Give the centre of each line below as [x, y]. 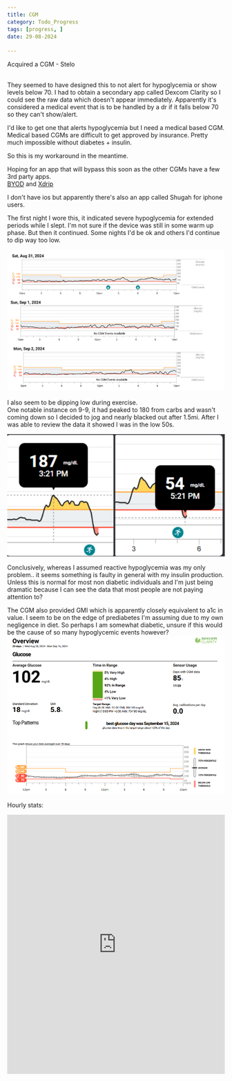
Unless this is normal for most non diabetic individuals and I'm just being [110, 582]
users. [16, 205]
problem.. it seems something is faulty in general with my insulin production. [116, 574]
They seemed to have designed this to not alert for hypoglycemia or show [112, 85]
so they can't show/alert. [42, 115]
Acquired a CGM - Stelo [41, 64]
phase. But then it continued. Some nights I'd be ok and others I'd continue [114, 233]
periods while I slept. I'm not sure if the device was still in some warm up [110, 225]
